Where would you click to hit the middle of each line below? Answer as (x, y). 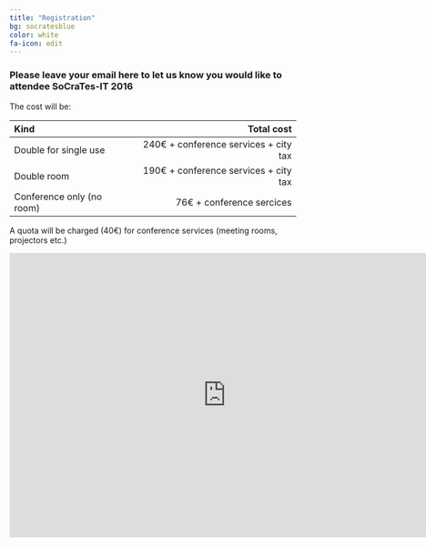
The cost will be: (41, 106)
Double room (42, 176)
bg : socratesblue (42, 26)
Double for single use (60, 149)
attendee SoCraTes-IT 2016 (71, 86)
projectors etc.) (38, 240)
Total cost (269, 128)
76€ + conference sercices (233, 202)
